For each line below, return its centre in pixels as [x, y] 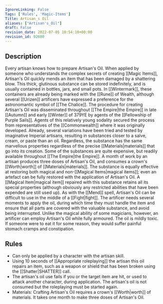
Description [23, 57]
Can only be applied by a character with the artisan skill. [68, 256]
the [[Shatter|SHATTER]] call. [41, 271]
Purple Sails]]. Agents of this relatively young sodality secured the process [80, 120]
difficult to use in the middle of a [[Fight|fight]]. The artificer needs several [80, 197]
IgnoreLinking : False [27, 9]
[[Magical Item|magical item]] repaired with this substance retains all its [77, 182]
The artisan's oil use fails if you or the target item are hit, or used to [79, 276]
